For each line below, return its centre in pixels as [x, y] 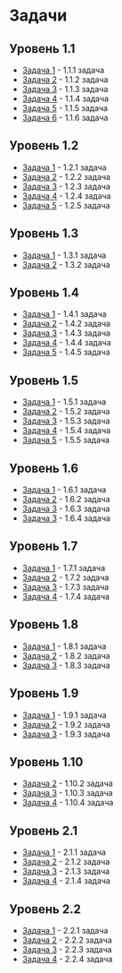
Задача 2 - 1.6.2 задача [66, 499]
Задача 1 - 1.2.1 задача [64, 167]
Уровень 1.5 [44, 380]
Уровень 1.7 [44, 546]
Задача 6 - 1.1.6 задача [65, 118]
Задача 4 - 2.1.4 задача [66, 881]
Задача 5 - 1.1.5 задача [65, 108]
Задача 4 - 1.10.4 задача [68, 803]
